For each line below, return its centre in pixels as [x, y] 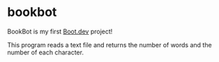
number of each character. [45, 52]
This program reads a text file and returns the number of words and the [109, 45]
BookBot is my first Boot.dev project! [60, 31]
